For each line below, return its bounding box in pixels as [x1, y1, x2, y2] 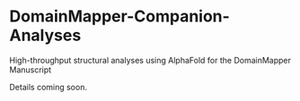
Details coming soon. [9, 81, 88, 92]
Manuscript [9, 64, 52, 75]
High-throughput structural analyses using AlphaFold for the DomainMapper [9, 55, 292, 65]
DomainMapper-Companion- [9, 6, 231, 27]
